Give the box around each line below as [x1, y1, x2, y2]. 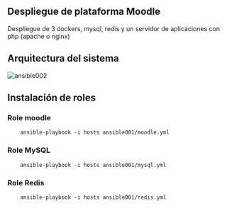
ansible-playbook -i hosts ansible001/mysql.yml [20, 161, 167, 168]
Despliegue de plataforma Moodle [7, 6, 161, 18]
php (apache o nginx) [7, 32, 70, 40]
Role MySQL [7, 145, 51, 155]
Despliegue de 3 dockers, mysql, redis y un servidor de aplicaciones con [7, 24, 221, 33]
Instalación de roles [7, 92, 96, 104]
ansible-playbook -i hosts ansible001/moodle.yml [20, 129, 170, 137]
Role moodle [7, 112, 52, 122]
